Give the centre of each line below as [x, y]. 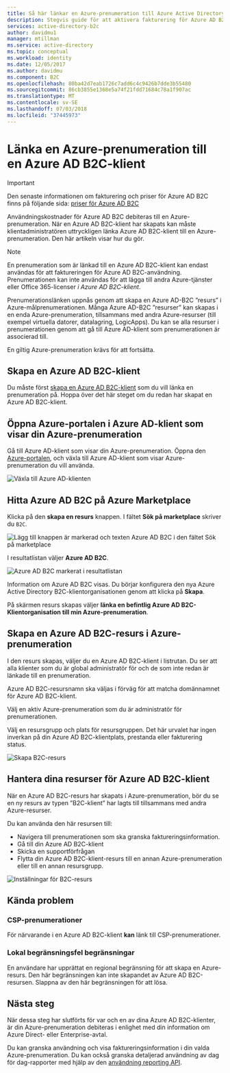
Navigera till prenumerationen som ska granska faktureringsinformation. [118, 837]
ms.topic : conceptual [38, 52]
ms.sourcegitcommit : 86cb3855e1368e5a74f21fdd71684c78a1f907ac [99, 90]
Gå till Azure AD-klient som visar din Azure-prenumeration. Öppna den [106, 451]
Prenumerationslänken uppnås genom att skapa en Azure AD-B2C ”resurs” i [114, 300]
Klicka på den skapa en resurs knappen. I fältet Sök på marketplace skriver [114, 517]
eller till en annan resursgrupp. [60, 866]
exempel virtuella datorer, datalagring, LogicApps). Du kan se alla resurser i [113, 322]
